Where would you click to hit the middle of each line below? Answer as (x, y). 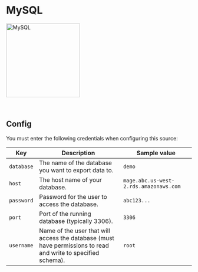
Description (78, 153)
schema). (52, 260)
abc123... (137, 200)
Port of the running (65, 214)
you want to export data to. (76, 170)
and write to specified (69, 253)
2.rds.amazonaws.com (152, 186)
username (21, 245)
